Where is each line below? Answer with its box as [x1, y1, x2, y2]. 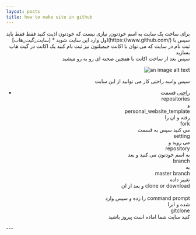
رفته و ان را [164, 113, 190, 120]
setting [173, 132, 190, 139]
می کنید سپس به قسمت [137, 126, 190, 133]
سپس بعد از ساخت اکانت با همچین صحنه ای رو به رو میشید [62, 55, 190, 62]
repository [165, 144, 190, 152]
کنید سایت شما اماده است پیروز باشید [108, 213, 190, 220]
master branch [155, 170, 190, 177]
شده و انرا [167, 201, 190, 208]
